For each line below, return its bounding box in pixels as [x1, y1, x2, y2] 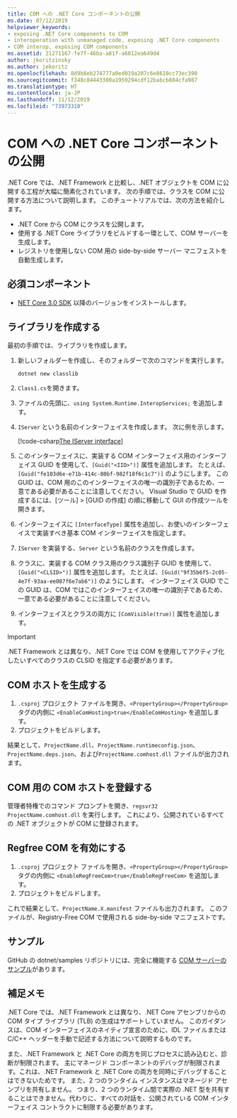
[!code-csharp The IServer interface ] [17, 437, 124, 446]
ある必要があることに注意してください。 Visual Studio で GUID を [30, 487, 221, 495]
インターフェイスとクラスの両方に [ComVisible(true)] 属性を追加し [17, 610, 214, 618]
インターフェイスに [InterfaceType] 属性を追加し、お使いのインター [17, 520, 217, 529]
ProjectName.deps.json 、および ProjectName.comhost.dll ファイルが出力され [7, 750, 229, 758]
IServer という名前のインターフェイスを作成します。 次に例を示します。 [17, 423, 228, 432]
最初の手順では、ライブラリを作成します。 [7, 341, 131, 350]
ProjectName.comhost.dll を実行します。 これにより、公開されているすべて [7, 811, 225, 819]
